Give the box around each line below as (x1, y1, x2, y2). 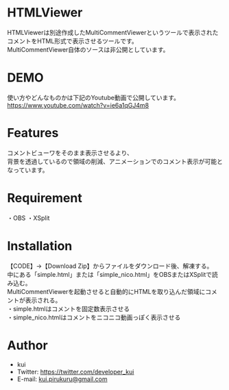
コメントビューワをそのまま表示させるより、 (7, 149, 134, 157)
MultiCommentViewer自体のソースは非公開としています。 (7, 45, 169, 53)
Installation (7, 238, 73, 254)
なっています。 (7, 166, 49, 174)
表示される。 (25, 296, 62, 304)
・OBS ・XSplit (7, 214, 50, 222)
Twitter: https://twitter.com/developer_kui (16, 367, 134, 376)
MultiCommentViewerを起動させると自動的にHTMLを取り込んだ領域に (7, 287, 206, 295)
